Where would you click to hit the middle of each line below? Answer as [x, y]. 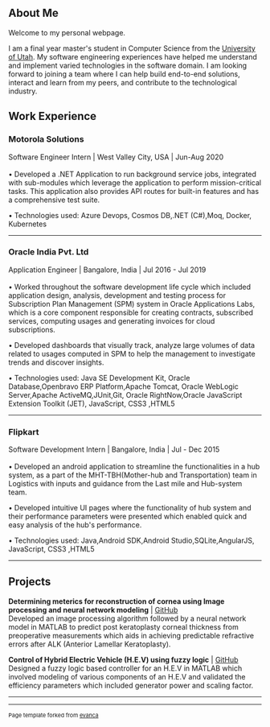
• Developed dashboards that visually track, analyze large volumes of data [132, 345]
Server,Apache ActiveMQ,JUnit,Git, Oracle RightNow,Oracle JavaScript [125, 394]
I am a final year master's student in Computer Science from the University [132, 48]
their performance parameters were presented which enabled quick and [128, 516]
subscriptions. [32, 329]
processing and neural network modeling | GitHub [93, 609]
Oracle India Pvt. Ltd [49, 252]
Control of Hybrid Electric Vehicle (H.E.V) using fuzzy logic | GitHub [123, 659]
